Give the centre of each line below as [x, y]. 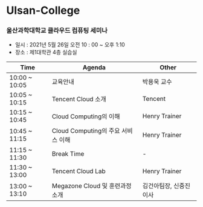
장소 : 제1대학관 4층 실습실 [46, 53]
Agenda [94, 68]
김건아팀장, [157, 186]
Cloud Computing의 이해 [86, 116]
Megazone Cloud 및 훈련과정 [92, 186]
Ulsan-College [43, 11]
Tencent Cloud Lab [79, 171]
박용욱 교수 [157, 82]
